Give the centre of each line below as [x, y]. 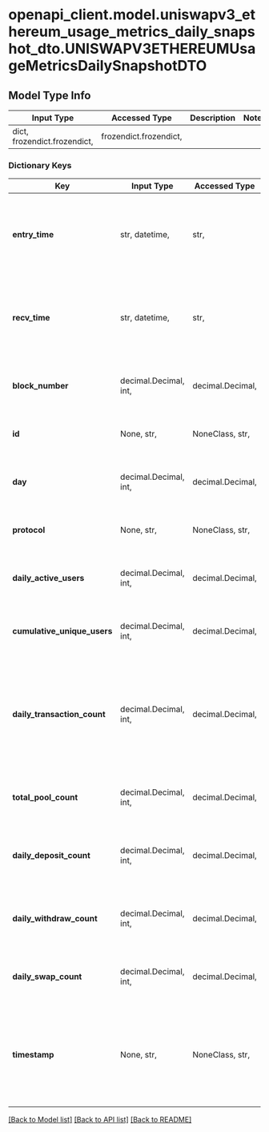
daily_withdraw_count [55, 919]
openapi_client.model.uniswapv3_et [132, 15]
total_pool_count [45, 797]
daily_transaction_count [59, 715]
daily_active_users [48, 578]
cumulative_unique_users [62, 631]
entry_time [33, 235]
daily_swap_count [47, 977]
